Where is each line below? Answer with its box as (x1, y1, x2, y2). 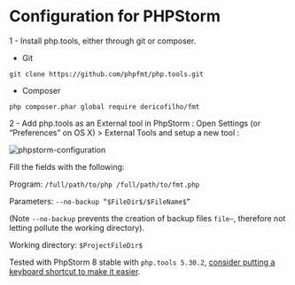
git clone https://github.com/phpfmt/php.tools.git (9, 69, 204, 79)
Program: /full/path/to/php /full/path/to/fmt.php (9, 179, 200, 189)
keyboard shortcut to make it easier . (9, 266, 141, 276)
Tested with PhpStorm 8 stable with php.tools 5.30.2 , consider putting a (9, 257, 276, 267)
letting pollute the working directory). (9, 222, 144, 233)
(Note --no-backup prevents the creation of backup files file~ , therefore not (9, 212, 286, 223)
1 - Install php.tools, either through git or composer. (9, 35, 197, 46)
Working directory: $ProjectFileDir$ (9, 239, 144, 250)
